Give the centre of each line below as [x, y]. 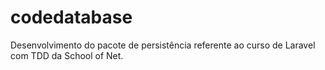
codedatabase [71, 17]
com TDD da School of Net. [67, 55]
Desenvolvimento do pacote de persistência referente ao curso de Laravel [163, 45]
